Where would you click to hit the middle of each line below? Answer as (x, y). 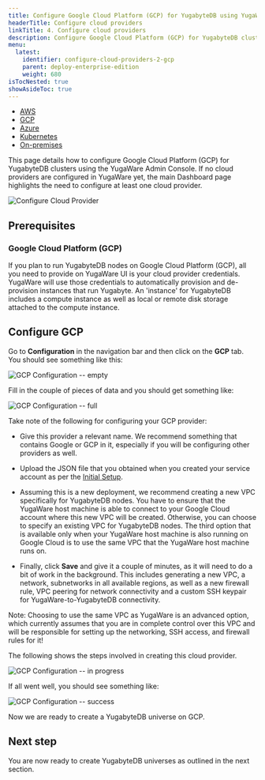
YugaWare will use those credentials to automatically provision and (117, 282)
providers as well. (48, 453)
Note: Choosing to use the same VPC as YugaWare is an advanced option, (129, 615)
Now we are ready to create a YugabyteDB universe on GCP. (106, 717)
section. (21, 769)
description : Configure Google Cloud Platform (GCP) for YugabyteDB (123, 38)
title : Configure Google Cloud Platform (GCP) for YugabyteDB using (123, 15)
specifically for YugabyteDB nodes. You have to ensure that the (123, 500)
